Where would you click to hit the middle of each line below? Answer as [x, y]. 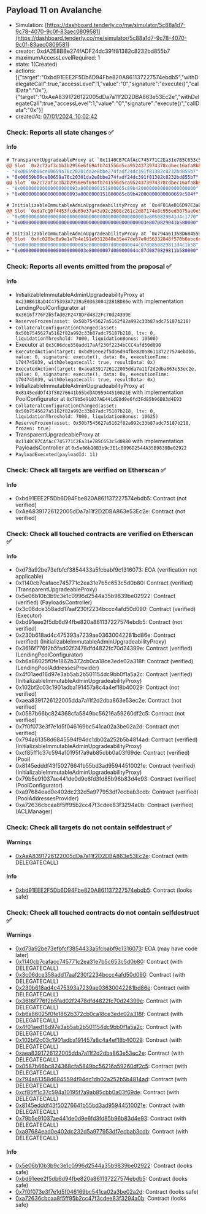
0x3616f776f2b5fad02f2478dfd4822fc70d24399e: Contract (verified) [104, 648]
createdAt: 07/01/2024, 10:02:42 [56, 116]
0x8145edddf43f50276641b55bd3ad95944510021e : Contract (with [100, 1105]
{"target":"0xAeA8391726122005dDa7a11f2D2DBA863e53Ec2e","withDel [107, 97]
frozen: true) [33, 429]
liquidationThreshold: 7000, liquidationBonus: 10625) [87, 417]
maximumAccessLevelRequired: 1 [57, 57]
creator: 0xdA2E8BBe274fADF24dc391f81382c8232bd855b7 [93, 51]
